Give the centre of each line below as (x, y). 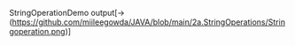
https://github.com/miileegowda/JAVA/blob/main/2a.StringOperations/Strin (149, 22)
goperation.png (37, 31)
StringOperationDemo (49, 13)
